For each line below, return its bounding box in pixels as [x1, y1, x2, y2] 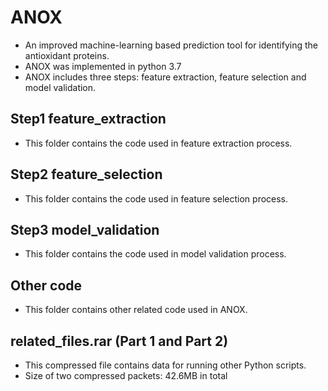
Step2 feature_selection [10, 166, 163, 183]
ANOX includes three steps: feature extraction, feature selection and [24, 71, 307, 83]
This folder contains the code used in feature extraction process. [24, 137, 293, 149]
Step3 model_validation [10, 221, 160, 238]
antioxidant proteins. [24, 49, 110, 61]
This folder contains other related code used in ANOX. [24, 304, 248, 316]
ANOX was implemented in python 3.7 [24, 60, 182, 72]
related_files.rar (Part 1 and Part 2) [10, 332, 229, 350]
